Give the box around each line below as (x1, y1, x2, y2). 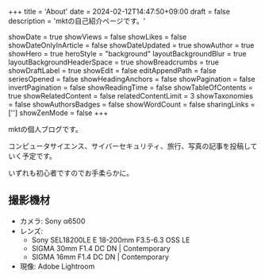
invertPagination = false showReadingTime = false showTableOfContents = (8, 83, 253, 92)
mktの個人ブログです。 (8, 125, 83, 134)
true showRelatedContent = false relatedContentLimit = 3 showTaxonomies (8, 91, 254, 100)
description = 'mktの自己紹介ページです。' (8, 16, 146, 25)
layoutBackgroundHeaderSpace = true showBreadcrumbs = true (8, 57, 220, 67)
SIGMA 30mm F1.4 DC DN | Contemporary (31, 243, 171, 253)
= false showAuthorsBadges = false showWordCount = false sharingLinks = (8, 99, 255, 109)
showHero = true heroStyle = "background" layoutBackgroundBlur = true (8, 49, 247, 58)
